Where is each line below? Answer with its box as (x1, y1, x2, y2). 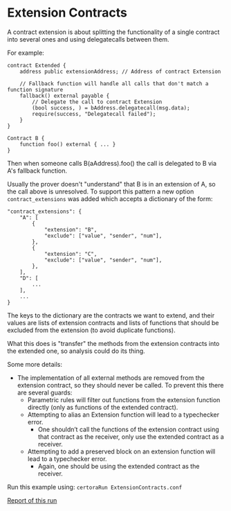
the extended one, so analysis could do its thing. (7, 347, 145, 355)
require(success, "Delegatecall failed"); (32, 110, 156, 117)
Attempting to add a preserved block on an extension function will (27, 447, 216, 456)
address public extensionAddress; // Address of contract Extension (19, 68, 221, 75)
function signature (7, 86, 64, 93)
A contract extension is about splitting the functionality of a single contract (7, 28, 220, 36)
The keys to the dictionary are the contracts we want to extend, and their (7, 311, 215, 320)
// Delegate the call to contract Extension (32, 98, 163, 105)
